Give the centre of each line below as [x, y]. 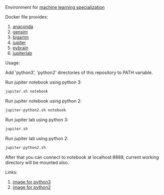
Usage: [13, 63]
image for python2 [32, 187]
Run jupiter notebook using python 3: [43, 82]
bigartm [21, 37]
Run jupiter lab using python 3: [37, 119]
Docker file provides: [27, 17]
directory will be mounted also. [37, 162]
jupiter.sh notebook [27, 91]
